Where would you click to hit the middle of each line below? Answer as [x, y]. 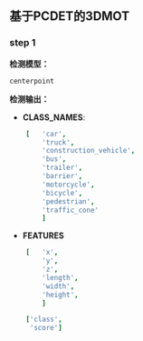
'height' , [60, 295]
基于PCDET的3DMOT [69, 16]
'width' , [58, 286]
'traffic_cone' [71, 210]
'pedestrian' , [68, 201]
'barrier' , [62, 176]
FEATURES [43, 236]
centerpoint [32, 81]
